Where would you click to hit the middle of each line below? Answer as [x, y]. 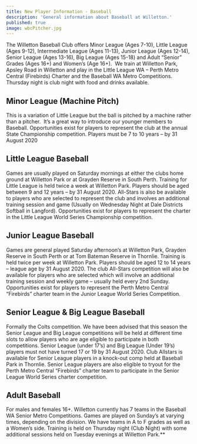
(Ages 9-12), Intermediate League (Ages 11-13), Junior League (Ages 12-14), [98, 51]
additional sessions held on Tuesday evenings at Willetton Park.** [86, 435]
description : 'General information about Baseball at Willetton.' [89, 17]
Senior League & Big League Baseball [76, 313]
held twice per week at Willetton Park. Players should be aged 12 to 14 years [98, 262]
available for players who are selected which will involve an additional [90, 275]
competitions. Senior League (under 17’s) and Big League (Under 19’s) [91, 345]
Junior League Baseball [50, 236]
